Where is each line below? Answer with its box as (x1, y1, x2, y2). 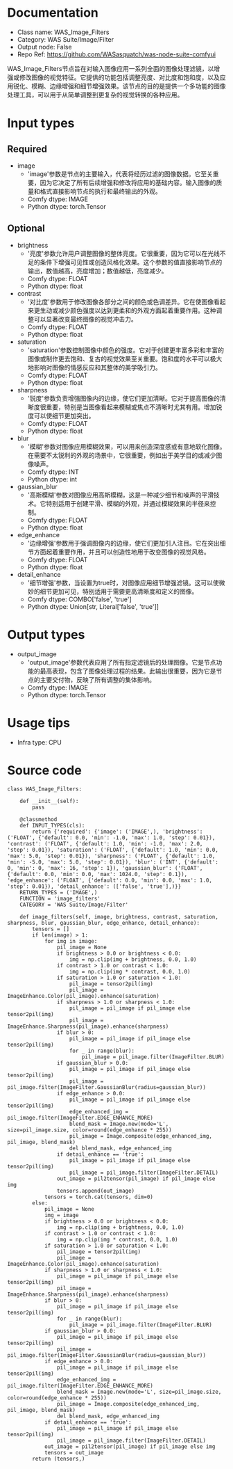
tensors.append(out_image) (56, 1187, 135, 1194)
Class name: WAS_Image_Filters (17, 28, 110, 36)
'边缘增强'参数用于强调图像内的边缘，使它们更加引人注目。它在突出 (27, 539, 220, 547)
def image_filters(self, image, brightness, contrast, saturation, (19, 913, 218, 920)
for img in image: (44, 937, 98, 944)
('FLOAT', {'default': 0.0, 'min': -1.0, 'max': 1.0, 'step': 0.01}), (7, 834, 216, 841)
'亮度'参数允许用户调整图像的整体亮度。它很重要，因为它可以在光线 (27, 249, 220, 257)
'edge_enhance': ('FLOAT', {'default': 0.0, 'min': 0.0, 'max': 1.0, (7, 877, 213, 884)
